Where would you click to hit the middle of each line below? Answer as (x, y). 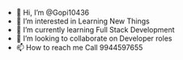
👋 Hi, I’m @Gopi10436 (53, 13)
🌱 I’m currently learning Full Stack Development (96, 30)
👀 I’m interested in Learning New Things (83, 21)
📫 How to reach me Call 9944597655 (79, 47)
